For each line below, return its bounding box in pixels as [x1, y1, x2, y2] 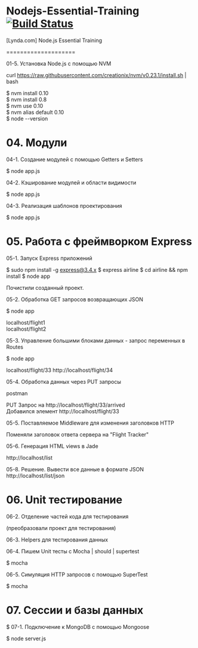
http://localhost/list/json [6, 472, 65, 479]
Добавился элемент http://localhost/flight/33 [6, 407, 119, 414]
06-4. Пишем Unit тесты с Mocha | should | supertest [6, 547, 140, 555]
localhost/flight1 [6, 319, 45, 326]
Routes [6, 343, 24, 350]
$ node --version [6, 115, 48, 122]
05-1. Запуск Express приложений [6, 255, 92, 262]
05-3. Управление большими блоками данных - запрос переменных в [6, 337, 185, 344]
